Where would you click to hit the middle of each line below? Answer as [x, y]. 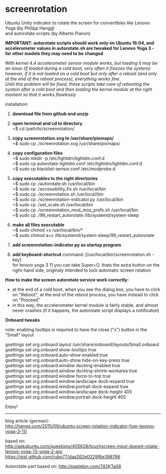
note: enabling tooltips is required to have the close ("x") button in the [76, 330]
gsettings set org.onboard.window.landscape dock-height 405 [69, 391]
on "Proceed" [26, 300]
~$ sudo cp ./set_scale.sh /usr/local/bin [53, 204]
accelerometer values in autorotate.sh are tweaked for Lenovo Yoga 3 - [80, 48]
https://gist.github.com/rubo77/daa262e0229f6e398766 [63, 457]
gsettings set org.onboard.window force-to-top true [58, 376]
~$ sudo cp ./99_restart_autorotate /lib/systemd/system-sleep [76, 215]
